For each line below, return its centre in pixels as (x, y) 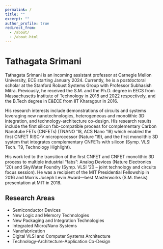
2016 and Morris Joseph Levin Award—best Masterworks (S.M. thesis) (77, 177)
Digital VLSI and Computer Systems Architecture (61, 236)
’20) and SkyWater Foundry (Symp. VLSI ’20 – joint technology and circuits (81, 167)
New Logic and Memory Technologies (51, 215)
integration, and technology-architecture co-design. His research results (78, 121)
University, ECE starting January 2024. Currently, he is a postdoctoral (75, 80)
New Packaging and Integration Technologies (58, 220)
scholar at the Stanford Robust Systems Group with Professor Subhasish (79, 85)
